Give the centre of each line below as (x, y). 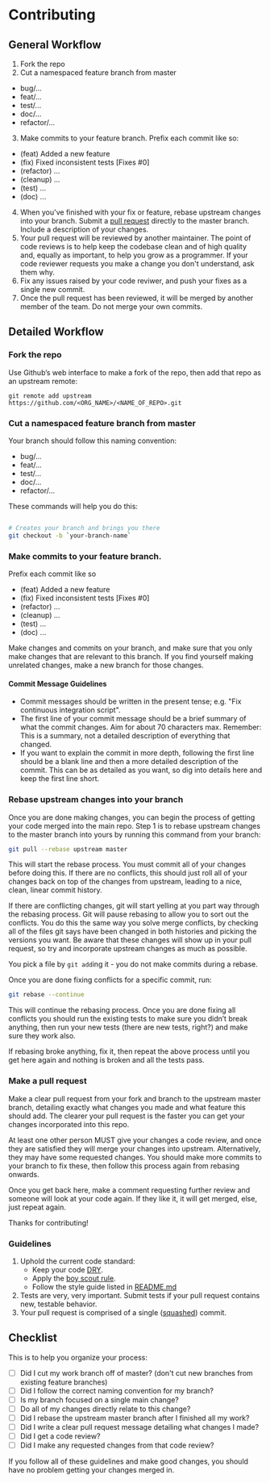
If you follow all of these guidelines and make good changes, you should (128, 1461)
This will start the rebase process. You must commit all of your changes (127, 864)
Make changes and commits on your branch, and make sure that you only (130, 648)
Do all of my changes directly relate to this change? (105, 1409)
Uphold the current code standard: (77, 1261)
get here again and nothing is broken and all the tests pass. (106, 1060)
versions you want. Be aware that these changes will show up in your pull (130, 940)
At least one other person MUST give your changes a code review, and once (135, 1140)
